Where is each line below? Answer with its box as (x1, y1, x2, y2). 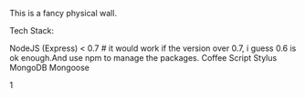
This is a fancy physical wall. (9, 8, 117, 18)
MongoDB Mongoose (9, 63, 89, 73)
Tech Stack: (9, 25, 55, 35)
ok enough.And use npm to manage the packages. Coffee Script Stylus (9, 53, 278, 63)
